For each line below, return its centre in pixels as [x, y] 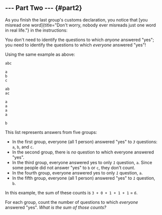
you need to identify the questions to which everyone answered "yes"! [75, 45]
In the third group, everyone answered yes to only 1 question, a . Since [82, 162]
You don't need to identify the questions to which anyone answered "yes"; [80, 40]
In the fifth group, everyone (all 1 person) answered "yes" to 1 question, [84, 178]
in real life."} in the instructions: [36, 30]
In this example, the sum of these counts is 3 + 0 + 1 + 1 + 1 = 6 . [71, 193]
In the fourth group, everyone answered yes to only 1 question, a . [77, 172]
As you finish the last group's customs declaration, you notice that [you [76, 20]
